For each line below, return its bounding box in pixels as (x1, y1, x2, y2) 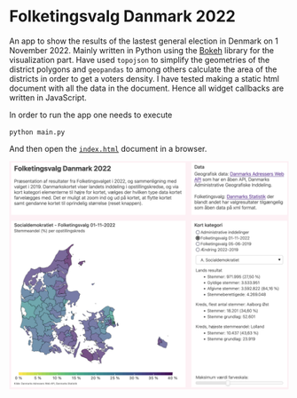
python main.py (9, 127, 66, 137)
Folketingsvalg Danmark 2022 (9, 6, 237, 27)
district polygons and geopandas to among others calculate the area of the (9, 64, 277, 75)
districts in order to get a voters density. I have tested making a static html (9, 73, 279, 84)
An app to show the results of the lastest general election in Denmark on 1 (9, 36, 279, 46)
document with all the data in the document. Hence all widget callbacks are (9, 83, 285, 93)
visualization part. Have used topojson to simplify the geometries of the (9, 54, 270, 65)
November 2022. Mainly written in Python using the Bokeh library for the (9, 44, 275, 55)
